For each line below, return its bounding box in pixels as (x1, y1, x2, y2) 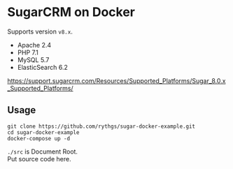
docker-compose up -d (7, 135, 71, 142)
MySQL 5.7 (17, 55, 50, 64)
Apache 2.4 (17, 41, 52, 49)
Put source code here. (7, 154, 71, 163)
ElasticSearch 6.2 (17, 63, 68, 71)
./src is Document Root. (7, 147, 78, 156)
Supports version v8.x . (7, 27, 73, 36)
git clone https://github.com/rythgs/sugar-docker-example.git (7, 123, 196, 130)
